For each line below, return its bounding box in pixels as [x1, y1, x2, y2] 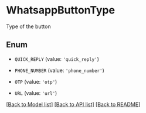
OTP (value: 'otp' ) [14, 78, 57, 85]
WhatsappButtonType [6, 4, 116, 17]
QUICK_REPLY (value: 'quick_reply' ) [14, 55, 100, 62]
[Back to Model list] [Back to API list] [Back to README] [6, 101, 141, 108]
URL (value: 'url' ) [14, 89, 57, 97]
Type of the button [6, 23, 51, 30]
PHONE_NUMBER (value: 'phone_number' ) [14, 67, 104, 74]
